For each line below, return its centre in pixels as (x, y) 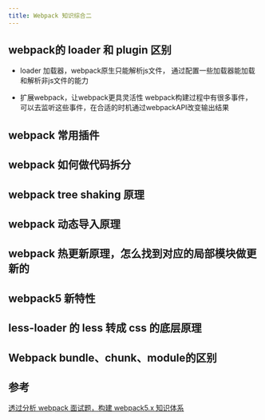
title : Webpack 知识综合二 (50, 16)
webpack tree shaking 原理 (77, 194)
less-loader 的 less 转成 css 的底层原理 (105, 328)
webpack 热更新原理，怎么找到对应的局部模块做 (127, 254)
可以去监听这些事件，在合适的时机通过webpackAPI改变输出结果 (125, 108)
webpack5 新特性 (52, 298)
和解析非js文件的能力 (54, 81)
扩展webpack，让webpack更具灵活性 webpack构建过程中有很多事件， (136, 97)
